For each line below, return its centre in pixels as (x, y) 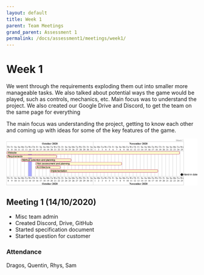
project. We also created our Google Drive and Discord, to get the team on (99, 106)
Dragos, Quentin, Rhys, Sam (42, 265)
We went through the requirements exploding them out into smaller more (97, 86)
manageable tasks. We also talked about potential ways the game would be (100, 93)
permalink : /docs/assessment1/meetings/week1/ (66, 39)
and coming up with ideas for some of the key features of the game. (91, 130)
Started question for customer (53, 236)
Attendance (24, 252)
